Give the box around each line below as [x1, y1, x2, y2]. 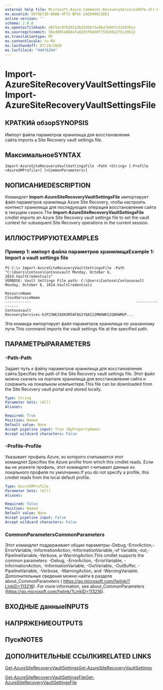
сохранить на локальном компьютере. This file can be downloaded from [5, 381, 153, 387]
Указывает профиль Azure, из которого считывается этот [5, 454, 124, 460]
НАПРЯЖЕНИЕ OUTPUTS [5, 619, 83, 627]
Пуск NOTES [5, 636, 43, 644]
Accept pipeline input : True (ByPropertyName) [5, 427, 101, 432]
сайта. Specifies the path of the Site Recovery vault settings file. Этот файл [5, 371, 155, 377]
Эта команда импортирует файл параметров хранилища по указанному [5, 321, 155, 327]
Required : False [5, 502, 38, 507]
